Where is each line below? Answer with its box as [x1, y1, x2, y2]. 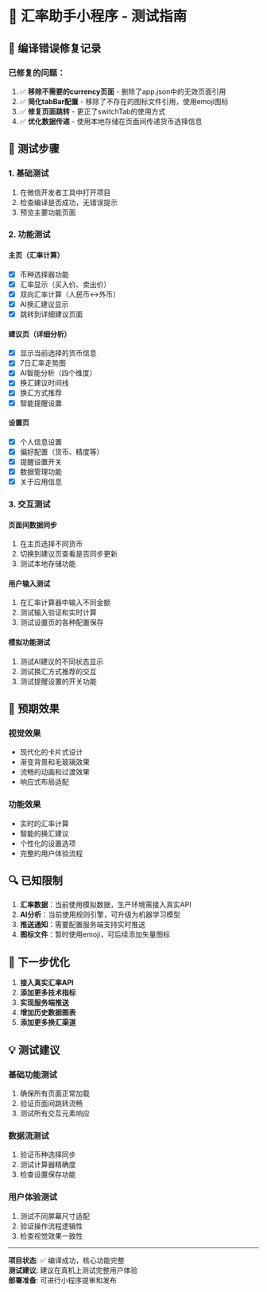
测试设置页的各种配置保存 [19, 618, 104, 627]
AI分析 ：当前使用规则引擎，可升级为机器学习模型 [19, 910, 181, 919]
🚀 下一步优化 [8, 955, 70, 968]
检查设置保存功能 [19, 1170, 76, 1179]
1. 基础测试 [8, 168, 49, 179]
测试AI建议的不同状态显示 [19, 657, 104, 666]
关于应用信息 [19, 477, 62, 487]
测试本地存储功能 [19, 559, 76, 568]
